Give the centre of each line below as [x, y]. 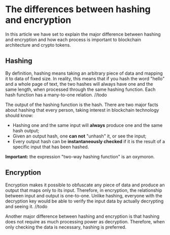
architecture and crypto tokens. [38, 45]
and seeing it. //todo [26, 206]
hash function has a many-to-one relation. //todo [56, 94]
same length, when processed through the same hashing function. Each [80, 89]
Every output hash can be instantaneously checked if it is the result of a [89, 141]
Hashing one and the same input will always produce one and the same [88, 125]
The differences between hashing [78, 9]
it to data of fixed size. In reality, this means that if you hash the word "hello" [85, 78]
